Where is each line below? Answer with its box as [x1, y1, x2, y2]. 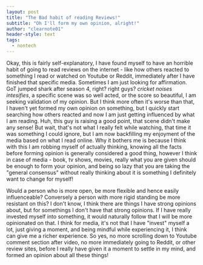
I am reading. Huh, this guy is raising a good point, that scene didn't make [6, 117, 190, 124]
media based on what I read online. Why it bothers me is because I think [6, 136, 187, 144]
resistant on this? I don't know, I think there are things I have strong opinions [6, 200, 197, 207]
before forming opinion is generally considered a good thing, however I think [6, 149, 198, 156]
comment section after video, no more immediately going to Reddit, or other [6, 238, 196, 246]
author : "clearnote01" [6, 25, 64, 32]
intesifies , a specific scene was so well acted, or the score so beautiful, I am [6, 92, 197, 99]
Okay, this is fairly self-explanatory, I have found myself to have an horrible [6, 59, 193, 67]
